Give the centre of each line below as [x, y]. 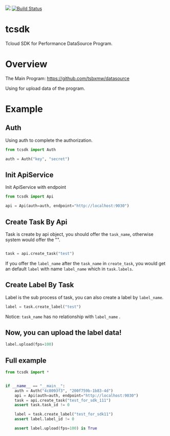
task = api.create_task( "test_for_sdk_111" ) [63, 400]
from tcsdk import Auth [31, 150]
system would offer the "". [33, 240]
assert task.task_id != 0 [42, 405]
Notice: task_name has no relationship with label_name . [63, 316]
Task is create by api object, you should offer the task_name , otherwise [79, 234]
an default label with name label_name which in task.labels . [69, 269]
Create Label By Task [40, 285]
